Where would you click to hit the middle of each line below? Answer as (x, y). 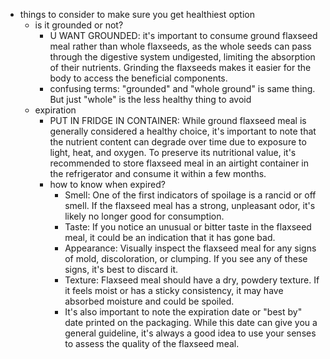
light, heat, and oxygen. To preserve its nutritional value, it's (173, 152)
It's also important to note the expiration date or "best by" (183, 312)
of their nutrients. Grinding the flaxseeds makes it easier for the (180, 67)
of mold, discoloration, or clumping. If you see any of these (186, 258)
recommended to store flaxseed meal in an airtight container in (179, 163)
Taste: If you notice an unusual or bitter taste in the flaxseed (188, 227)
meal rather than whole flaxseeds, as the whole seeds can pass (180, 46)
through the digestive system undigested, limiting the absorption (182, 57)
